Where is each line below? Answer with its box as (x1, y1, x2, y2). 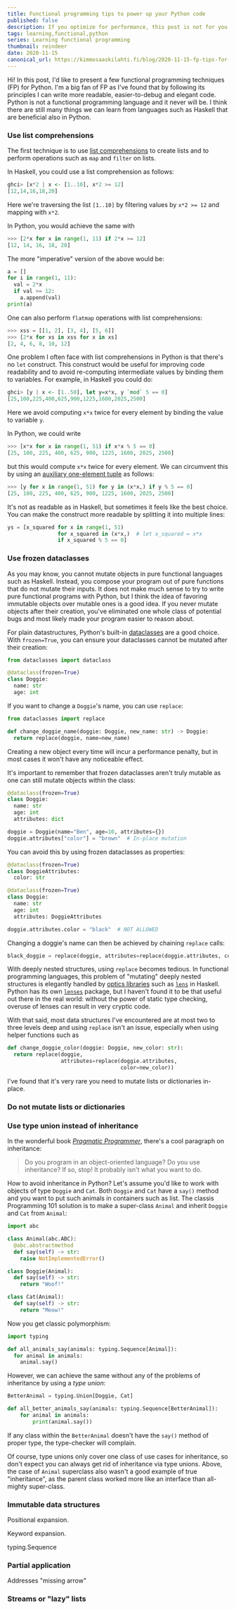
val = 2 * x (13, 281, 42, 289)
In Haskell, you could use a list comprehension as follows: (7, 168, 174, 176)
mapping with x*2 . (7, 208, 60, 216)
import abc (7, 1223, 39, 1230)
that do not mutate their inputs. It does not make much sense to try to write (7, 584, 224, 593)
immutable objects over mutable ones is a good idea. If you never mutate (7, 599, 218, 608)
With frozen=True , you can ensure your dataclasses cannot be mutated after (7, 635, 228, 644)
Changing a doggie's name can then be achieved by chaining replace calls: (7, 938, 225, 947)
